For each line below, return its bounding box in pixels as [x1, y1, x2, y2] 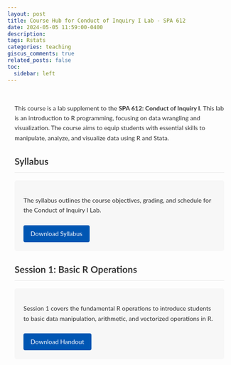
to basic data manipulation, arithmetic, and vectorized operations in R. [23, 314, 213, 322]
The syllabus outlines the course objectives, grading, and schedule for [23, 196, 212, 205]
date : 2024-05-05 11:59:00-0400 [7, 23, 103, 31]
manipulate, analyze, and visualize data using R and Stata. [14, 133, 169, 142]
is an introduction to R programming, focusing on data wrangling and [14, 113, 200, 122]
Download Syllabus [31, 229, 83, 238]
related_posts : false [7, 57, 72, 64]
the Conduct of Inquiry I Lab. [23, 206, 102, 214]
